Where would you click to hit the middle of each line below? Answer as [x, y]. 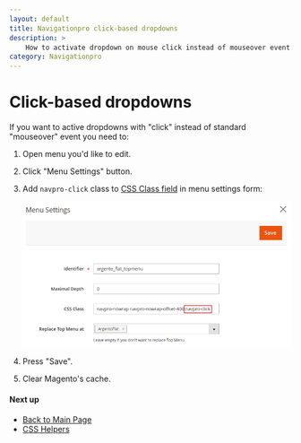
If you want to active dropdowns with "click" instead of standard [128, 127]
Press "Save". [47, 361]
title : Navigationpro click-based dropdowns [94, 28]
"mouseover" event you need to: [69, 137]
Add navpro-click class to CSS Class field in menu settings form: [142, 189]
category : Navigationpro [56, 57]
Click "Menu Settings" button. [77, 171]
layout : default [39, 19]
